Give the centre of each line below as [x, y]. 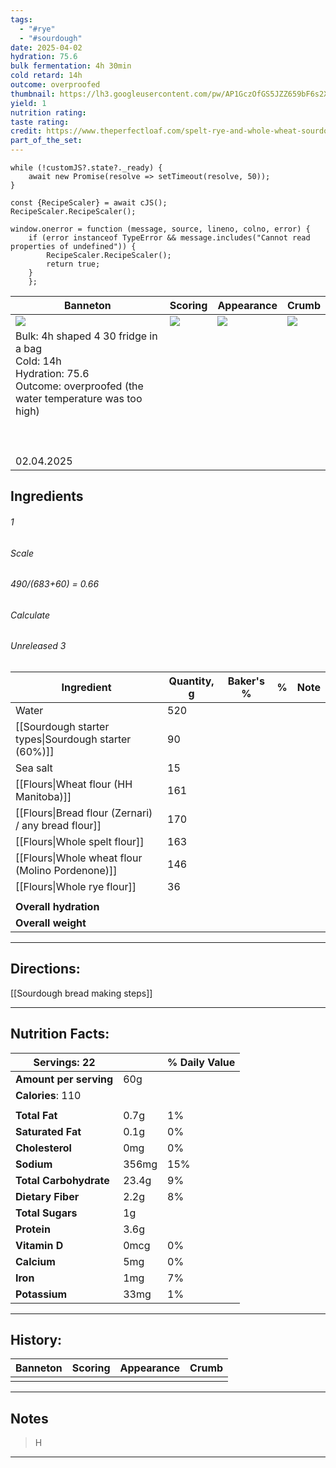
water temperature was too [79, 398]
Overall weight [51, 923]
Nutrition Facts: [60, 1034]
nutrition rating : [48, 112]
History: [36, 1340]
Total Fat [36, 1115]
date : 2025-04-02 [46, 47]
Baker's [246, 681]
